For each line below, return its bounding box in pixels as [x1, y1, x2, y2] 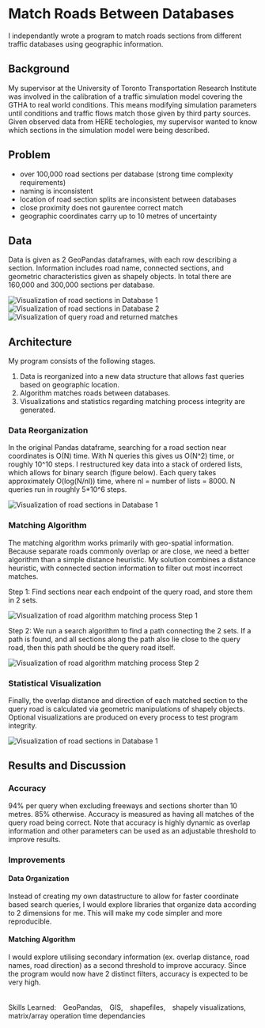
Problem [8, 148, 51, 162]
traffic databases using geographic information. [8, 39, 164, 48]
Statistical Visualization [8, 678, 101, 689]
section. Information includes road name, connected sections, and [8, 263, 224, 273]
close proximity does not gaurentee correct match [19, 202, 184, 212]
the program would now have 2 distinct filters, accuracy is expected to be [8, 969, 248, 979]
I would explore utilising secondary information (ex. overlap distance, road [8, 952, 250, 962]
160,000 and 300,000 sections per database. [8, 280, 156, 289]
